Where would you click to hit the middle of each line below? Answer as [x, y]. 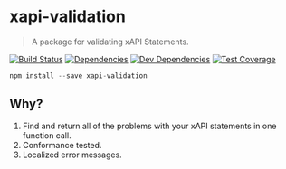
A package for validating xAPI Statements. [110, 42]
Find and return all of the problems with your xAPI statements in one [149, 126]
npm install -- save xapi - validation [78, 75]
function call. [47, 135]
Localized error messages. [72, 155]
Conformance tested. [62, 145]
